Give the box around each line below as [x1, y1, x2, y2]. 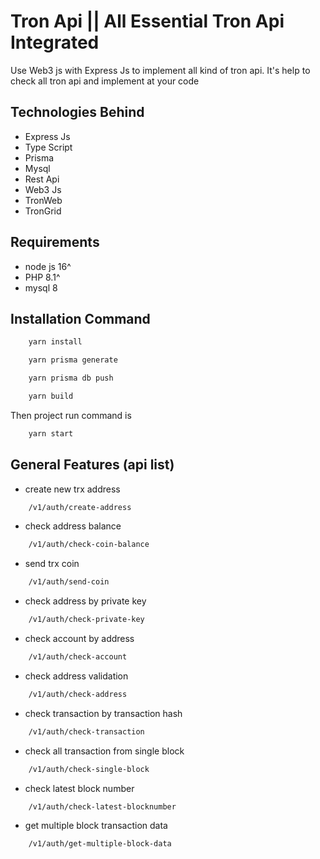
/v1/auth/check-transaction [28, 726, 145, 737]
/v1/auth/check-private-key [28, 615, 145, 625]
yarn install [28, 337, 83, 347]
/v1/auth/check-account [28, 652, 128, 662]
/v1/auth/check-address [28, 689, 128, 699]
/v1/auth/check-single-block [28, 764, 150, 774]
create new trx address [24, 483, 121, 495]
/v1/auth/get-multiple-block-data [28, 839, 172, 849]
